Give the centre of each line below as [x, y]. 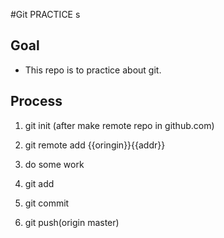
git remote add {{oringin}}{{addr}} [95, 145]
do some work [54, 164]
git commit [47, 203]
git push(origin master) [72, 222]
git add [39, 183]
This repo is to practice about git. [93, 70]
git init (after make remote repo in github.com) [119, 125]
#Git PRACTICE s [45, 14]
